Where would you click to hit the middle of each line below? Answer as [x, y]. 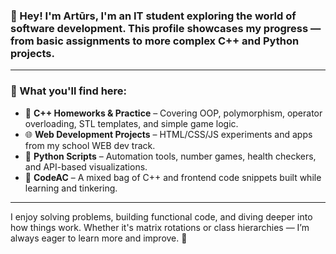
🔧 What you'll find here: [69, 91]
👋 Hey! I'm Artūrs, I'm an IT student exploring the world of [153, 16]
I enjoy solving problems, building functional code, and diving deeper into [161, 216]
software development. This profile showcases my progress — [166, 28]
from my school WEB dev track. [90, 145]
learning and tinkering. [71, 188]
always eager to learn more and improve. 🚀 [99, 238]
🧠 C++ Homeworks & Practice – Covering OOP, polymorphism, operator [173, 113]
